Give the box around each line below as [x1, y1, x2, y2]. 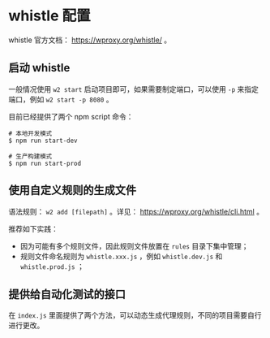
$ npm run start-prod [8, 159, 82, 167]
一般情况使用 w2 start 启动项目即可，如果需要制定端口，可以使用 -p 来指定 [8, 84, 259, 93]
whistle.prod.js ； [19, 261, 85, 271]
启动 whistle [8, 61, 71, 75]
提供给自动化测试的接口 [8, 287, 126, 301]
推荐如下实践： [8, 223, 58, 233]
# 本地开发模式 [8, 129, 53, 137]
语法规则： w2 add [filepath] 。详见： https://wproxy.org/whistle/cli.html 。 [8, 206, 264, 216]
